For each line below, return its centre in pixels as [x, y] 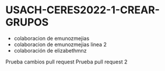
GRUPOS [27, 22]
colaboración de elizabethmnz [50, 50]
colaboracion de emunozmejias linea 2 [60, 44]
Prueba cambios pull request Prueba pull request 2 [66, 62]
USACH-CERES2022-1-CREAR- [82, 10]
